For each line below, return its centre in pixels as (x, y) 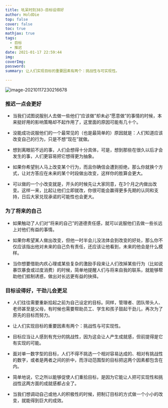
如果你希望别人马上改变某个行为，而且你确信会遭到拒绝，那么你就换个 (86, 167)
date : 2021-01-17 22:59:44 (34, 52)
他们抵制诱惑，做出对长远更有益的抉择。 (59, 276)
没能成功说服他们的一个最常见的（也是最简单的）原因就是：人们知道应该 (88, 133)
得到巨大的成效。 (48, 400)
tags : (11, 38)
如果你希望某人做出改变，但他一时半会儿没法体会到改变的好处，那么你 (86, 240)
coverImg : (16, 62)
